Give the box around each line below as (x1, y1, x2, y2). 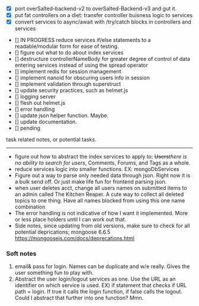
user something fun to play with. (14, 269, 94, 276)
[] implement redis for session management (14, 68, 121, 75)
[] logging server (14, 93, 56, 100)
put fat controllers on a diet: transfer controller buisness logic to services (14, 12, 193, 19)
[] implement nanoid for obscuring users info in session (14, 74, 150, 82)
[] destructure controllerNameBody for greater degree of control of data (14, 56, 191, 63)
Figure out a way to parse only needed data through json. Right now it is (14, 172, 191, 179)
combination (14, 204, 46, 211)
